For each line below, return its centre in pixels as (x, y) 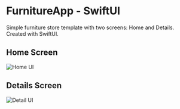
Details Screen (34, 85)
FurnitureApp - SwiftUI (63, 11)
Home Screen (32, 53)
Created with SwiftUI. (32, 33)
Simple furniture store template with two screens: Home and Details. (90, 27)
